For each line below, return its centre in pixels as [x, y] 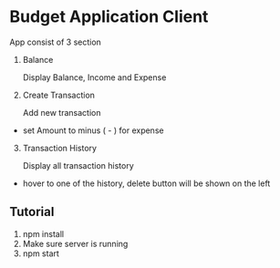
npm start [41, 253]
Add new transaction [62, 112]
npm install [43, 233]
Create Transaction [59, 95]
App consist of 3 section [56, 42]
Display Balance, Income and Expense [94, 77]
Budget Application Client [109, 17]
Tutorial [32, 212]
